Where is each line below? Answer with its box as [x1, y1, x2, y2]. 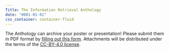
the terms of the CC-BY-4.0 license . [5, 41, 80, 47]
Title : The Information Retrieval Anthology [5, 7, 101, 13]
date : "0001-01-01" [5, 12, 47, 17]
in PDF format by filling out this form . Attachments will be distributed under [5, 36, 162, 42]
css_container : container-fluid [5, 17, 74, 22]
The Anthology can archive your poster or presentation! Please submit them [5, 31, 164, 37]
